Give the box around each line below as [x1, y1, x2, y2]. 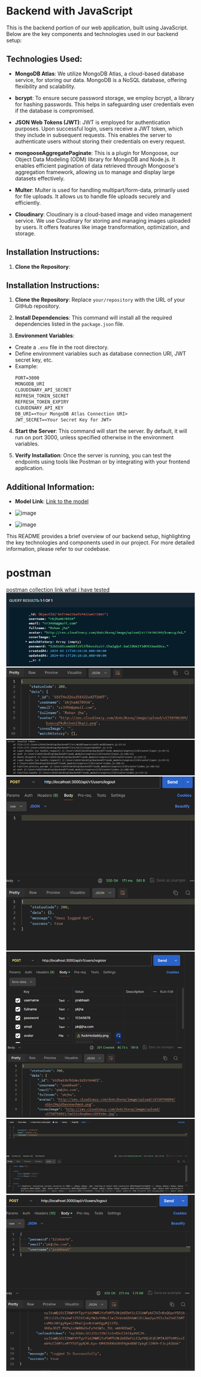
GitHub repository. [14, 302, 60, 310]
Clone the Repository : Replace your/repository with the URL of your [14, 296, 185, 304]
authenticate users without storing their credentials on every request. [14, 138, 186, 145]
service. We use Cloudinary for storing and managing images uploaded [14, 217, 191, 224]
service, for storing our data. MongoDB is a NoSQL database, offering [14, 76, 187, 83]
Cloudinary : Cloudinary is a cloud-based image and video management [14, 211, 193, 218]
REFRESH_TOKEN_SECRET [14, 393, 69, 399]
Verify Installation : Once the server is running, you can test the [14, 452, 172, 459]
